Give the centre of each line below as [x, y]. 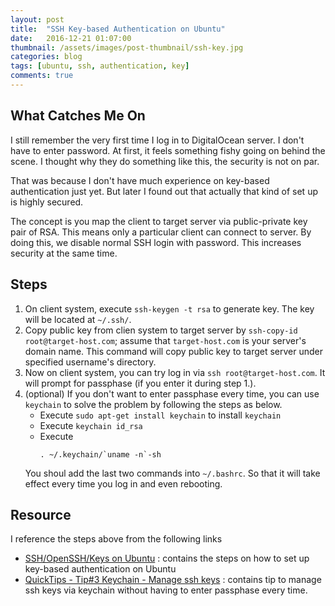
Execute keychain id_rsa [91, 425]
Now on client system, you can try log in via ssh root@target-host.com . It [175, 372]
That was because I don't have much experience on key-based [140, 180]
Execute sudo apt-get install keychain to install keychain [160, 415]
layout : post [37, 19]
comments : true [42, 76]
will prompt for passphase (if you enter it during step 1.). [140, 383]
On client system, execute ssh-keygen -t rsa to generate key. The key [169, 308]
